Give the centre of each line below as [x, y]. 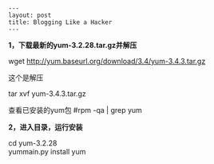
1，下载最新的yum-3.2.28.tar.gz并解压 [73, 45]
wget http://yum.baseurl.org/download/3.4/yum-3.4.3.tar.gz [107, 61]
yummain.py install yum [47, 152]
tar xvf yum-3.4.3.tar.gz [47, 94]
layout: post [30, 15]
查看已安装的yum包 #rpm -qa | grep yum [75, 110]
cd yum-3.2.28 [33, 143]
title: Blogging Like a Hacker [60, 22]
